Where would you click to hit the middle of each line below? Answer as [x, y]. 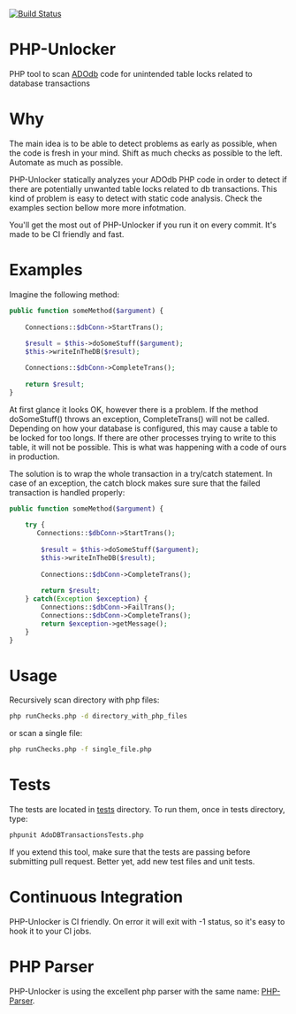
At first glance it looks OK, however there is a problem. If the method [134, 409]
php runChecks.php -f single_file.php [80, 749]
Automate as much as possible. [66, 162]
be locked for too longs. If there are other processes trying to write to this [143, 437]
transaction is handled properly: [67, 492]
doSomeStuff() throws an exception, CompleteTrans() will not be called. [139, 419]
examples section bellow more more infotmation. [98, 207]
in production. [34, 457]
